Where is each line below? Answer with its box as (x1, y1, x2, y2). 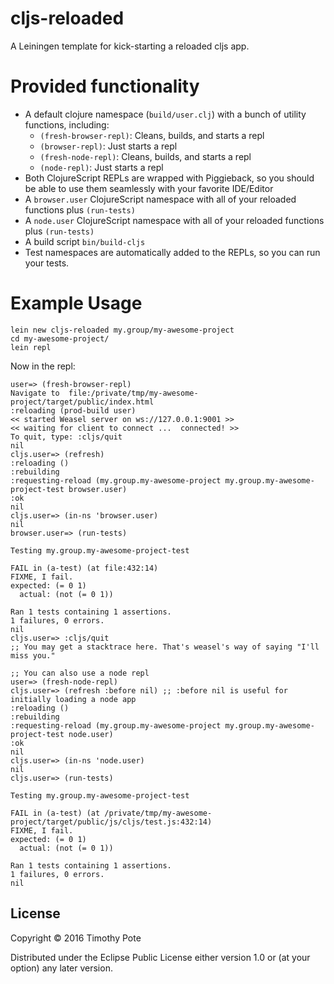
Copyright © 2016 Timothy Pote (10, 932, 142, 944)
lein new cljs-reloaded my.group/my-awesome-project (10, 325, 235, 335)
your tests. (24, 257, 70, 269)
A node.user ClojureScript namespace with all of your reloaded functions (24, 214, 325, 226)
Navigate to (10, 388, 60, 398)
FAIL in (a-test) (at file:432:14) (10, 563, 159, 573)
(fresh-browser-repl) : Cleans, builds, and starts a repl (39, 129, 265, 141)
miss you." (10, 650, 56, 661)
